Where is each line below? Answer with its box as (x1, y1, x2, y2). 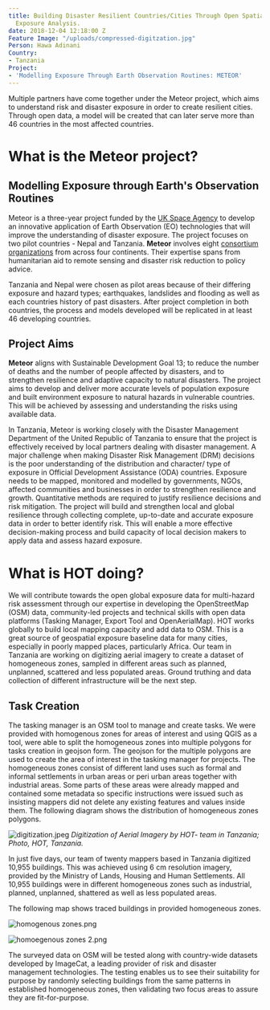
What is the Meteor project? (8, 147, 198, 165)
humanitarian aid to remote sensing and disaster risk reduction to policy (8, 255, 246, 265)
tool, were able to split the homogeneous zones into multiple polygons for (8, 738, 252, 747)
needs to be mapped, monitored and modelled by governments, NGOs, (8, 476, 243, 486)
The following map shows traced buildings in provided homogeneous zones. (8, 904, 261, 914)
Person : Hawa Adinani (8, 42, 81, 50)
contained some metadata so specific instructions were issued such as (8, 788, 243, 799)
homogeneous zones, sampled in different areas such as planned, (8, 659, 227, 669)
